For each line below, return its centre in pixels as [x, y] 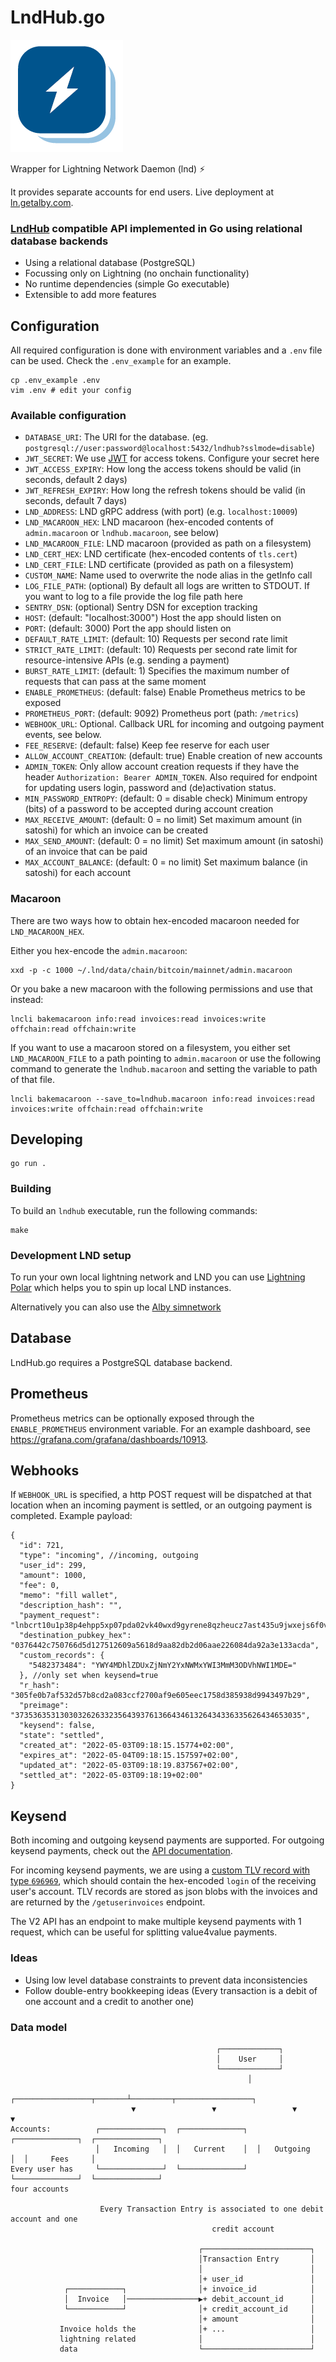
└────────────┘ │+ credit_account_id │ [189, 2309]
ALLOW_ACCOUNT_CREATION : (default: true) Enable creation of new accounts [173, 756]
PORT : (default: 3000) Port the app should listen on [128, 628]
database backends [59, 241]
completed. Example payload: [71, 1516]
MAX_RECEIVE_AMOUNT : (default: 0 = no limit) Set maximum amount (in [163, 820]
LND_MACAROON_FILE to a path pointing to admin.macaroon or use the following [166, 1058]
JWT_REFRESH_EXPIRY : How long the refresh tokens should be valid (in [165, 490]
